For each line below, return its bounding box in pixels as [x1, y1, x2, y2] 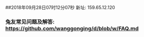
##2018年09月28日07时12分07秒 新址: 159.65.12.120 [5, 5, 115, 10]
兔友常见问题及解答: [5, 18, 55, 25]
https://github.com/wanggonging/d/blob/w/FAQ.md [5, 25, 139, 32]
